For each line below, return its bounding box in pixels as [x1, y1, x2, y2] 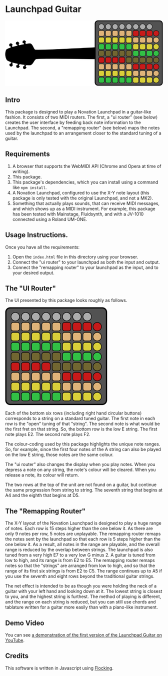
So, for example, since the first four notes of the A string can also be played [5, 446, 161, 452]
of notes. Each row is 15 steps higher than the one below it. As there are [5, 525, 153, 531]
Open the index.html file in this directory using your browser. [12, 253, 138, 259]
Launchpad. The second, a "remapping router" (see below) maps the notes [5, 124, 160, 130]
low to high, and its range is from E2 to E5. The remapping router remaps [5, 557, 155, 563]
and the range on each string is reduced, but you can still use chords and [5, 599, 156, 605]
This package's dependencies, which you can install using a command [12, 179, 158, 185]
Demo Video [5, 618, 44, 627]
